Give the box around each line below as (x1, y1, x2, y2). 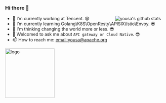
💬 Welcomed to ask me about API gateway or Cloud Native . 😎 (12, 32, 140, 37)
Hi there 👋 (5, 4, 30, 11)
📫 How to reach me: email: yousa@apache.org (12, 37, 108, 43)
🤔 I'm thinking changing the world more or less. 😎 (12, 26, 115, 32)
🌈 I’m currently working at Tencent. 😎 (12, 16, 90, 22)
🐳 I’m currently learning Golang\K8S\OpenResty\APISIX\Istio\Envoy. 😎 (12, 21, 156, 27)
